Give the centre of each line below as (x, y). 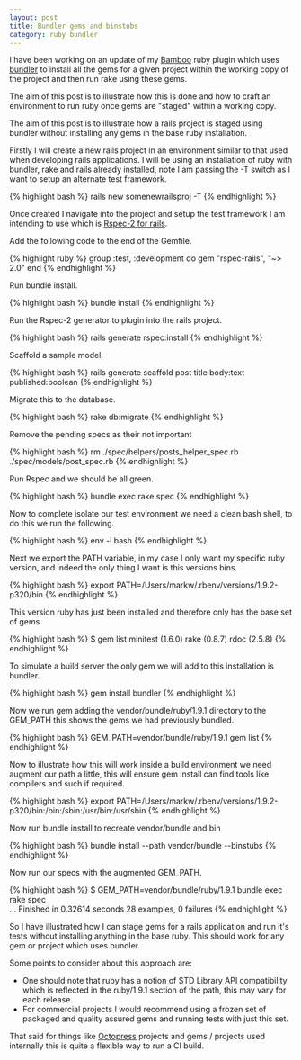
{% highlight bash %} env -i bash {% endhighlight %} (108, 541)
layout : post (34, 18)
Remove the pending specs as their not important (101, 435)
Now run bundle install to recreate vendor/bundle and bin (115, 828)
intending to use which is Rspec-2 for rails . (89, 224)
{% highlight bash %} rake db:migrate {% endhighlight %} (116, 417)
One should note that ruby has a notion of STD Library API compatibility (155, 981)
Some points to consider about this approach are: (101, 963)
